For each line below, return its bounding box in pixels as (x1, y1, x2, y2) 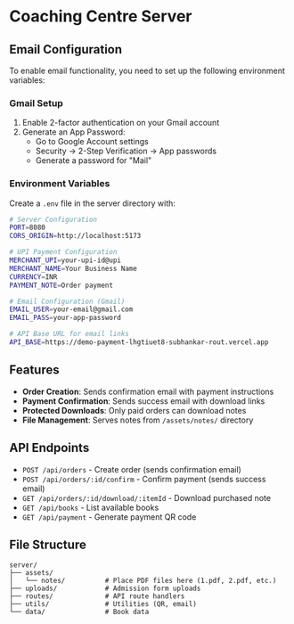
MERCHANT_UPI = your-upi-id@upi (9, 256, 122, 265)
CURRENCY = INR (9, 272, 58, 282)
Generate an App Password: (21, 127, 127, 137)
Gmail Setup (9, 96, 64, 109)
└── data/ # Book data (9, 608, 150, 617)
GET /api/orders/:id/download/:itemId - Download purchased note (21, 492, 272, 503)
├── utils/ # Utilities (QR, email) (9, 600, 198, 609)
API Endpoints (9, 440, 90, 456)
